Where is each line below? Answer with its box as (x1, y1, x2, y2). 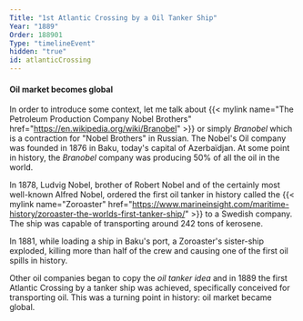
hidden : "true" (9, 47, 67, 56)
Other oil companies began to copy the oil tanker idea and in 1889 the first (9, 273, 288, 284)
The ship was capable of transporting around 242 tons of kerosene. (9, 218, 264, 229)
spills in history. (9, 256, 68, 266)
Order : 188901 (9, 30, 64, 39)
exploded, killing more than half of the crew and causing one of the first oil (9, 246, 289, 256)
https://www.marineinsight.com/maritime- (131, 199, 289, 210)
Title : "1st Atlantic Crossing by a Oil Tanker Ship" (9, 13, 218, 23)
